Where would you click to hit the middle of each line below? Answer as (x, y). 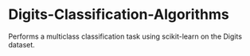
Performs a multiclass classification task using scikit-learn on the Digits (125, 36)
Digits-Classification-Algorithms (119, 15)
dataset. (22, 44)
